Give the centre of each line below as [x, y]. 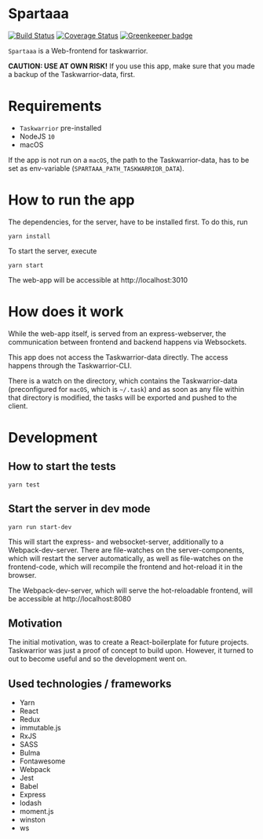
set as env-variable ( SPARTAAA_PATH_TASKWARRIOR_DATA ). [96, 168]
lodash [30, 803]
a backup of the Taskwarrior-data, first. [72, 74]
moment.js [37, 811]
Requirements [55, 106]
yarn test [24, 485]
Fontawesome [42, 761]
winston [32, 820]
